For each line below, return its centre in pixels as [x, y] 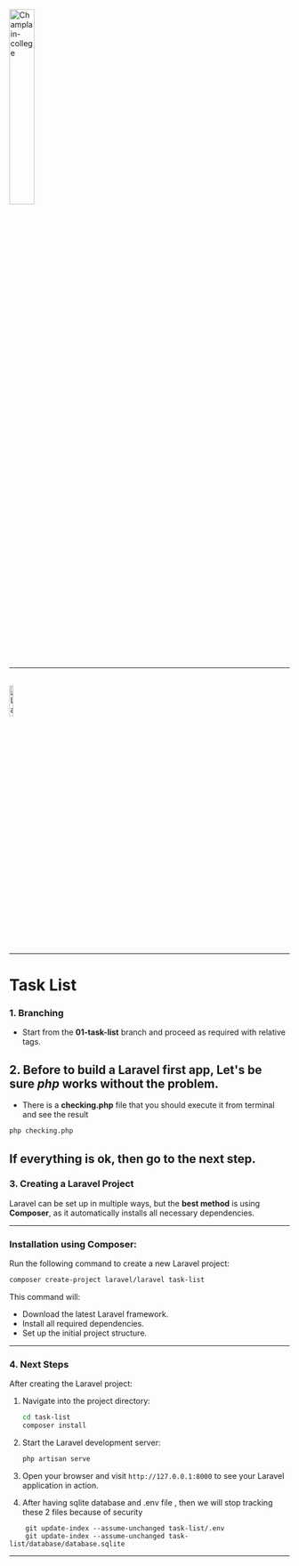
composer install [54, 1426]
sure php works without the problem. [114, 1083]
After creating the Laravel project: [71, 1384]
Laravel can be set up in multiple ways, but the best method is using [135, 1203]
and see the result [55, 1115]
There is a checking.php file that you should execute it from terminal [148, 1105]
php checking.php [41, 1131]
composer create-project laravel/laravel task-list [107, 1280]
